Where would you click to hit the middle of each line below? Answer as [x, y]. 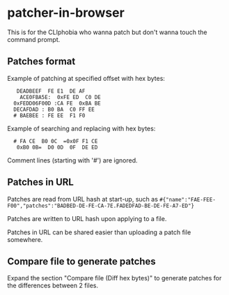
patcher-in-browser [66, 13]
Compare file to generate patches [82, 261]
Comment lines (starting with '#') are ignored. [72, 160]
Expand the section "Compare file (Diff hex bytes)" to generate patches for [114, 278]
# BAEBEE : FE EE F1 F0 [49, 115]
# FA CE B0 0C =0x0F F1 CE [56, 141]
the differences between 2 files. [53, 286]
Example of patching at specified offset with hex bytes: [86, 78]
